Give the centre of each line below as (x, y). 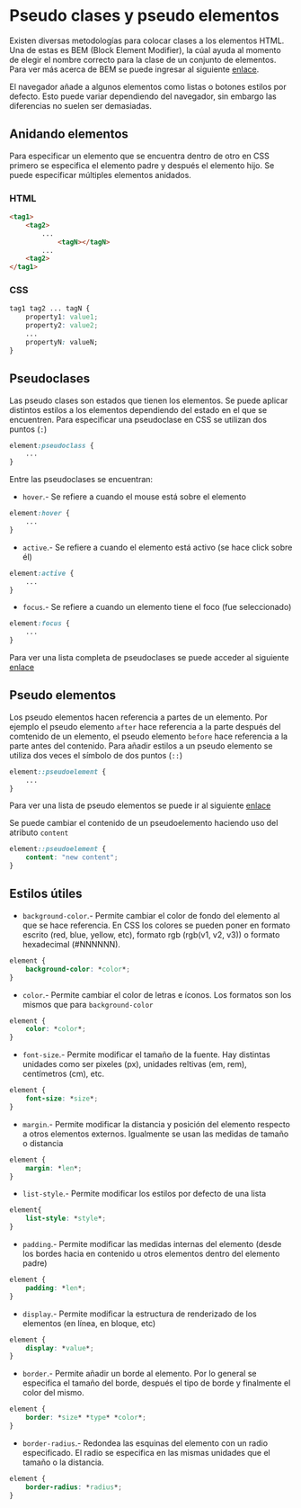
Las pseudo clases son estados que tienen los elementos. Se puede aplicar (149, 400)
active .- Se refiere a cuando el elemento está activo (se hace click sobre (157, 547)
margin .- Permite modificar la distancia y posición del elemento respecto (156, 1124)
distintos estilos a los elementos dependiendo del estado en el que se (138, 409)
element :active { (42, 573)
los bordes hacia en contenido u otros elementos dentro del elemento (151, 1254)
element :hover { (40, 514)
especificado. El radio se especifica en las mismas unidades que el (146, 1452)
